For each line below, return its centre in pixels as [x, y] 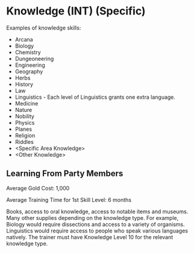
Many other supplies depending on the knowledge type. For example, [92, 217]
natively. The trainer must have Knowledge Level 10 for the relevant [90, 237]
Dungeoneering [34, 58]
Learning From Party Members [65, 174]
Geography [29, 71]
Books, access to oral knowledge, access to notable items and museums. [97, 211]
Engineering [30, 65]
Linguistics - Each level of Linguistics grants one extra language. [95, 97]
